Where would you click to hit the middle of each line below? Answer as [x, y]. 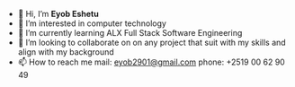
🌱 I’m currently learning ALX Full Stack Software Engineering [130, 33]
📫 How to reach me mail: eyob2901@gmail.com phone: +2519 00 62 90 [151, 62]
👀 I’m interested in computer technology [92, 23]
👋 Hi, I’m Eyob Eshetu [58, 14]
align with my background [66, 52]
